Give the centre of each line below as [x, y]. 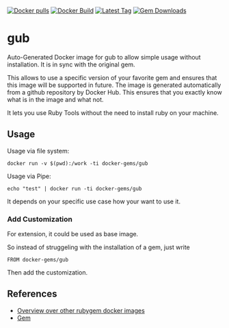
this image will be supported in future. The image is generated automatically [114, 85]
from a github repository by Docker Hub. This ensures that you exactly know [114, 92]
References [32, 294]
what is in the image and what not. [55, 99]
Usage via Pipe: [29, 176]
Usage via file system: [38, 151]
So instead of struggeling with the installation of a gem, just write [98, 247]
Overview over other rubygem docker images [81, 310]
